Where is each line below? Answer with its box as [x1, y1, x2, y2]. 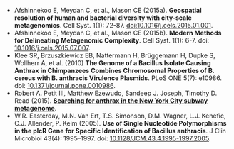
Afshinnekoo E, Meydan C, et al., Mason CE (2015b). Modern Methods [14, 28, 222, 37]
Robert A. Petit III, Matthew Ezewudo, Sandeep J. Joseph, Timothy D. [14, 89, 218, 97]
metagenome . [14, 104, 57, 112]
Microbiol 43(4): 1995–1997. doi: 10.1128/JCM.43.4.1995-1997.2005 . [14, 134, 211, 143]
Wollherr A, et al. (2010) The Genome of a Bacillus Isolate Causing [14, 59, 212, 67]
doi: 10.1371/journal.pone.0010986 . [14, 82, 116, 89]
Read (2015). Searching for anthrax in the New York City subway [14, 96, 208, 105]
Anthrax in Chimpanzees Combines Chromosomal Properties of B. [14, 67, 215, 74]
